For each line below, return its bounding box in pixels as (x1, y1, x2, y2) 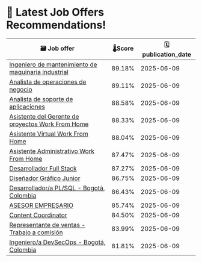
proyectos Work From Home (9, 120, 89, 128)
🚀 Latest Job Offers (6, 5, 104, 19)
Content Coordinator (9, 211, 67, 219)
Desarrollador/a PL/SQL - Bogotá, (9, 184, 105, 192)
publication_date (142, 50, 191, 58)
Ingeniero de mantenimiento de (9, 60, 97, 69)
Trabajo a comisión (9, 228, 63, 237)
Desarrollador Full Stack (9, 164, 77, 172)
